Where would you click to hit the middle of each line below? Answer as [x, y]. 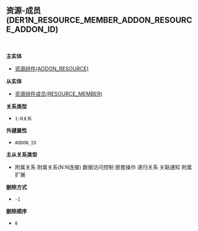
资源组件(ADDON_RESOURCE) [52, 68]
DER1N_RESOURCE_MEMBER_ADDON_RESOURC [100, 20]
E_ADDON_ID [31, 29]
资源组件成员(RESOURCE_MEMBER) [59, 94]
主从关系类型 [22, 154]
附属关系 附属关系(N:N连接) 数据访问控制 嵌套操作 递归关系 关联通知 [97, 167]
